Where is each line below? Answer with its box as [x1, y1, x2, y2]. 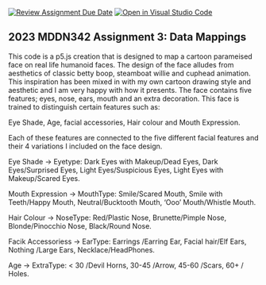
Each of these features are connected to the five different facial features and [8, 133, 259, 142]
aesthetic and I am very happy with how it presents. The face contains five [8, 85, 253, 94]
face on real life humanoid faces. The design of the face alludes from [8, 60, 234, 69]
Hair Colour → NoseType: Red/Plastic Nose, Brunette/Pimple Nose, [8, 213, 227, 222]
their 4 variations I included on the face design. [8, 141, 163, 151]
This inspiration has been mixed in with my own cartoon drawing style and [8, 76, 252, 87]
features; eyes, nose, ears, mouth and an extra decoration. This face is [8, 94, 240, 103]
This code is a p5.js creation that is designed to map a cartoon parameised [8, 52, 253, 61]
